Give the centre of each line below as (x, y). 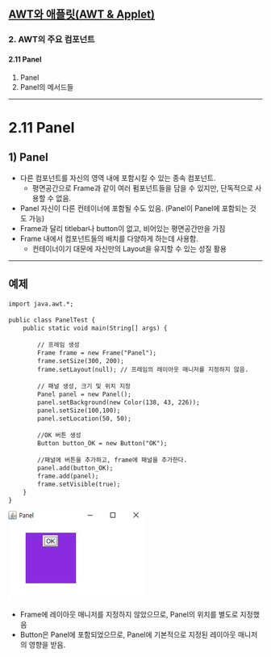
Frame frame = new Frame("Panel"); (97, 353)
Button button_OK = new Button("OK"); (102, 444)
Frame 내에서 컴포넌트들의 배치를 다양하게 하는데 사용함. (109, 238)
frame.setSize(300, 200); (81, 361)
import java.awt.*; (41, 304)
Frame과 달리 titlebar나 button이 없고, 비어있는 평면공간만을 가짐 (123, 228)
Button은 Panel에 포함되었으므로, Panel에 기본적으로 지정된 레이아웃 (128, 635)
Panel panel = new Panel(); (84, 394)
